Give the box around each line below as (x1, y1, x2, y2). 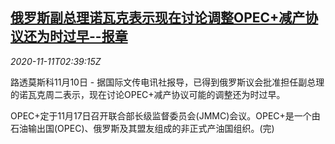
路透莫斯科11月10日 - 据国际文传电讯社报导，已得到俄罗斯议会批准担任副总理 (10, 76, 325, 88)
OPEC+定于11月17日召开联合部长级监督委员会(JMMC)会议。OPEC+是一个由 (10, 109, 321, 122)
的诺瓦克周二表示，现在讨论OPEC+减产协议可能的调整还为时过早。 (10, 88, 286, 100)
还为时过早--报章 (23, 28, 128, 45)
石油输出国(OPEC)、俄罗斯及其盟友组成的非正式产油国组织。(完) (10, 122, 275, 134)
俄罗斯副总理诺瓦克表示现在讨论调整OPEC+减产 (10, 9, 306, 27)
